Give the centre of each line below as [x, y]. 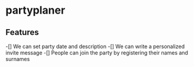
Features [22, 32]
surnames [18, 59]
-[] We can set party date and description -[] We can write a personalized [95, 46]
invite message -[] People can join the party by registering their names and [97, 53]
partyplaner [35, 10]
